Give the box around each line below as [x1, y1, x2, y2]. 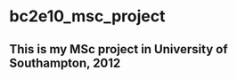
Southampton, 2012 [9, 55, 121, 70]
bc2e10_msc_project [9, 6, 166, 27]
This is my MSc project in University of [9, 42, 228, 57]
